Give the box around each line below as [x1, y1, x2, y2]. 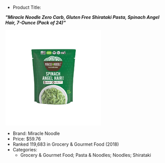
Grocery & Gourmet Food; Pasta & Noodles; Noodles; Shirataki [20, 152, 151, 158]
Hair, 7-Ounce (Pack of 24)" [5, 20, 66, 25]
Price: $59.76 [12, 136, 41, 142]
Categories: [12, 147, 37, 152]
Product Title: [12, 5, 42, 10]
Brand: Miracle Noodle [12, 130, 60, 137]
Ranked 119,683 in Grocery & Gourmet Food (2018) [12, 141, 119, 147]
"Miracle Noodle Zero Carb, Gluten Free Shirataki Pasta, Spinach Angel [5, 14, 159, 20]
